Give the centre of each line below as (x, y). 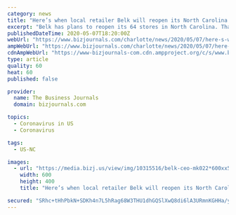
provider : (22, 92)
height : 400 (37, 182)
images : (19, 162)
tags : (15, 143)
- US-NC (25, 149)
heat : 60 (20, 72)
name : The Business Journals (56, 98)
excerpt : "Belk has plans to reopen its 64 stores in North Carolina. (113, 27)
